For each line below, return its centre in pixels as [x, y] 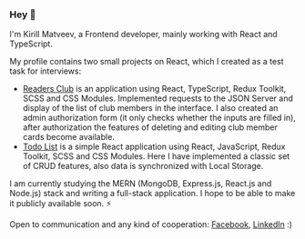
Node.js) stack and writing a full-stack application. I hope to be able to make [152, 194]
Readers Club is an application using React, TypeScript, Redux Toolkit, [154, 89]
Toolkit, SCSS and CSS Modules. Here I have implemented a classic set [156, 156]
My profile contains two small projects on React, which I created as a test [147, 62]
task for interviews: [46, 71]
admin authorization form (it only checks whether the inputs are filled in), [159, 118]
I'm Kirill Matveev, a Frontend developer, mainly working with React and [143, 35]
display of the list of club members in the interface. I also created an [150, 108]
